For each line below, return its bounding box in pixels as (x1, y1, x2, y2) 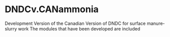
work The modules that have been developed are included (18, 25, 140, 31)
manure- (147, 20, 165, 26)
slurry (5, 25, 17, 31)
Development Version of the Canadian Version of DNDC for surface (5, 20, 146, 26)
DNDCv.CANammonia (5, 4, 99, 15)
